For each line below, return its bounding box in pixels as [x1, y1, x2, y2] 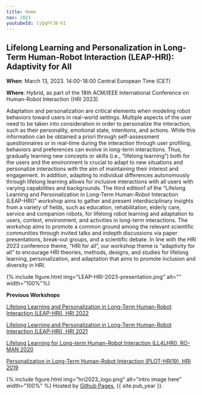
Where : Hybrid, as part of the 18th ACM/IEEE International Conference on [6, 89, 189, 97]
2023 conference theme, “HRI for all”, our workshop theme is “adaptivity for [6, 243, 195, 250]
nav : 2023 [6, 15, 31, 21]
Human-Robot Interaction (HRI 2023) [6, 96, 99, 103]
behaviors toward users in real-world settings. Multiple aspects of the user [6, 114, 192, 121]
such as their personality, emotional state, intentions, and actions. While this [6, 126, 196, 134]
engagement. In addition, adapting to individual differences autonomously [6, 172, 190, 179]
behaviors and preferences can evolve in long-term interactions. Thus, [6, 146, 182, 153]
